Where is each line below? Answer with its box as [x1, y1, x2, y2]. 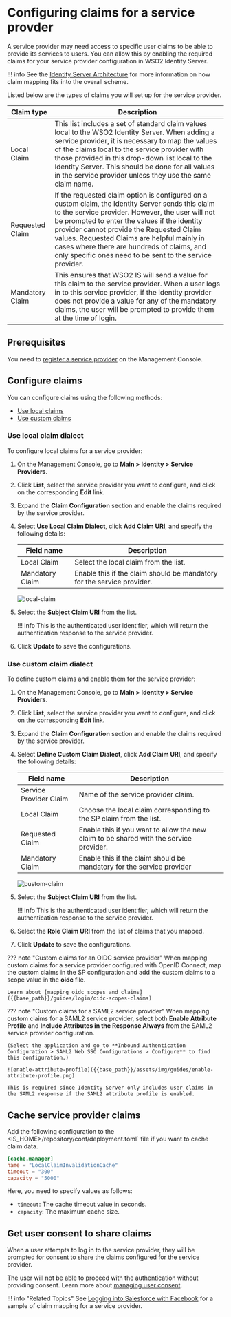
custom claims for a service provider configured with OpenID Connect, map [7, 961, 221, 969]
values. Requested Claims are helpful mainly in [54, 233, 205, 242]
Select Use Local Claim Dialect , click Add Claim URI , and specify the [16, 522, 213, 530]
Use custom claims [16, 414, 71, 422]
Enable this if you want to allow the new [78, 825, 207, 834]
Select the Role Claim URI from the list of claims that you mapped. [16, 927, 205, 936]
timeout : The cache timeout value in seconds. [16, 1200, 147, 1209]
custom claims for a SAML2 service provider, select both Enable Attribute [7, 1014, 217, 1023]
